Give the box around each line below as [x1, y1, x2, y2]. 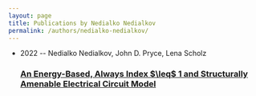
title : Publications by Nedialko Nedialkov [8, 19, 156, 27]
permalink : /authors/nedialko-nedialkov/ [8, 26, 149, 34]
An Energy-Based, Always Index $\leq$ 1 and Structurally [19, 69, 249, 80]
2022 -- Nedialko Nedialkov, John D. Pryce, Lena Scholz [19, 49, 207, 58]
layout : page [8, 11, 52, 20]
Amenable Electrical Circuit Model [19, 78, 156, 90]
